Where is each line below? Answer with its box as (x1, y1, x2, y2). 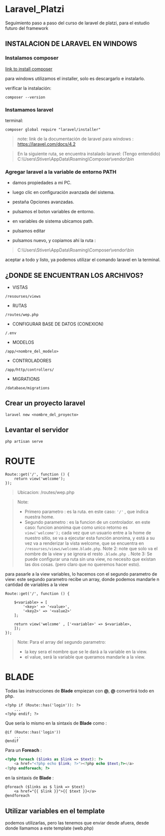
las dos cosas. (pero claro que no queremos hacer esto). (24, 561, 140, 567)
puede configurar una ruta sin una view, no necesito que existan (24, 556, 156, 562)
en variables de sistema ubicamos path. (12, 218, 94, 224)
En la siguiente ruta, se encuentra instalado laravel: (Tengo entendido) (17, 151, 161, 157)
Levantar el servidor (5, 426, 69, 434)
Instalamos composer (5, 55, 58, 62)
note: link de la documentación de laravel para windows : (17, 136, 134, 142)
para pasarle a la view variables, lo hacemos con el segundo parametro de (5, 571, 158, 577)
